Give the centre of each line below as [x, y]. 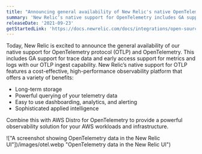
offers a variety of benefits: [40, 78]
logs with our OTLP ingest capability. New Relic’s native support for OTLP [97, 65]
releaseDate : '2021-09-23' [40, 23]
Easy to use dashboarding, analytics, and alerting [76, 102]
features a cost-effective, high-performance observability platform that [94, 71]
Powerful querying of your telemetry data [66, 96]
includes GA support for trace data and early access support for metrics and [101, 58]
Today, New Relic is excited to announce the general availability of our [93, 46]
